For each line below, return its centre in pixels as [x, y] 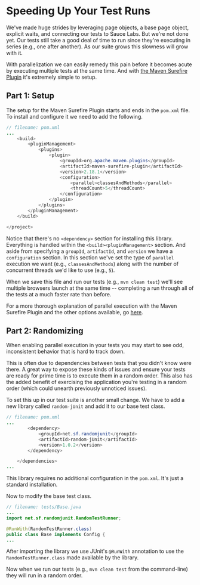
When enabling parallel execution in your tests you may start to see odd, [95, 345]
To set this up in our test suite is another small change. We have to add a [96, 400]
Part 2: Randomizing [45, 331]
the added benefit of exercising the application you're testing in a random [96, 382]
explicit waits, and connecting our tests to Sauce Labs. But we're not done [98, 33]
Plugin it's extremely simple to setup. [52, 77]
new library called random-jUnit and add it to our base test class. [86, 406]
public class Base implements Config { [56, 534]
